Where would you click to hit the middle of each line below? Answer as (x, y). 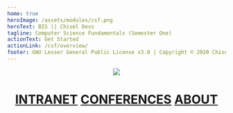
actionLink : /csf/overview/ (48, 46)
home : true (23, 14)
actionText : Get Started (43, 40)
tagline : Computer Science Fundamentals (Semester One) (89, 33)
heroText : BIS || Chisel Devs (51, 26)
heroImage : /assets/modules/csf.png (60, 20)
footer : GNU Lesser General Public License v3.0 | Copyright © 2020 (108, 53)
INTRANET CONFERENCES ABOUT (116, 99)
